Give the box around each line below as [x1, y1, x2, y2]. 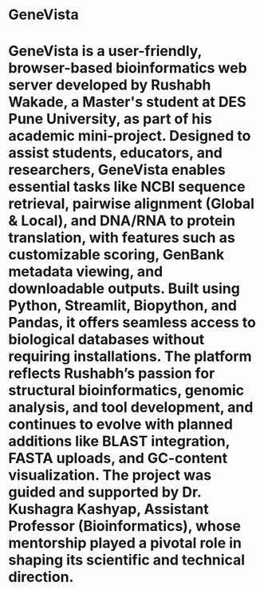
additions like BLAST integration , [8, 433, 230, 450]
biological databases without [8, 331, 205, 349]
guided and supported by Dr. [8, 483, 202, 501]
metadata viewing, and [8, 263, 164, 281]
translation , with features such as [8, 229, 235, 247]
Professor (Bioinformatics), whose [8, 517, 242, 536]
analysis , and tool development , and [8, 398, 254, 417]
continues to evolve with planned [8, 415, 234, 434]
